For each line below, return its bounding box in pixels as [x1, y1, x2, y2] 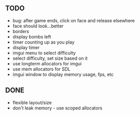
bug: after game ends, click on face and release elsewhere [12, 17, 135, 23]
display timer [12, 44, 40, 50]
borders [12, 28, 29, 34]
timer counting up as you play [12, 39, 75, 45]
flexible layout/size [12, 99, 52, 105]
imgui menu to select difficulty [12, 50, 76, 56]
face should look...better [12, 23, 64, 29]
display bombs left [12, 33, 52, 40]
